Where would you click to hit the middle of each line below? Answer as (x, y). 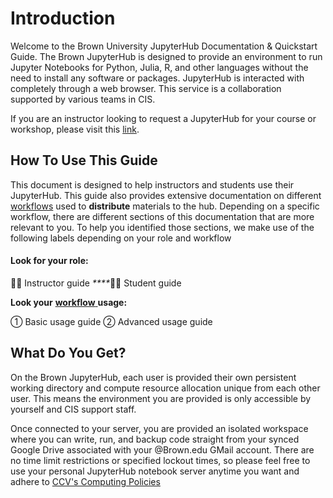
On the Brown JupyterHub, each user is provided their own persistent (153, 377)
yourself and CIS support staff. (73, 409)
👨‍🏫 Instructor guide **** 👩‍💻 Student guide (96, 283)
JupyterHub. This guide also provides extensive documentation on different (166, 195)
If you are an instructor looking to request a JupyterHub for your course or (163, 118)
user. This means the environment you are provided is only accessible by (161, 398)
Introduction (63, 18)
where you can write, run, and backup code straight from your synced (155, 439)
